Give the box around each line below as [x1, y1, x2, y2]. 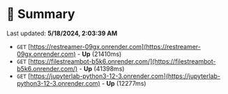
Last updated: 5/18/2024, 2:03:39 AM [6, 29, 118, 37]
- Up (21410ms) [77, 50, 122, 58]
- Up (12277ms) [101, 79, 147, 87]
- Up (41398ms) [79, 64, 125, 73]
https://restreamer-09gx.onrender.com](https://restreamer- [30, 42, 202, 50]
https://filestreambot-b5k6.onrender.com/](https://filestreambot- [30, 57, 216, 65]
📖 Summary [6, 6, 75, 22]
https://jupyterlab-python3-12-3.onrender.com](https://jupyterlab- [30, 72, 221, 80]
